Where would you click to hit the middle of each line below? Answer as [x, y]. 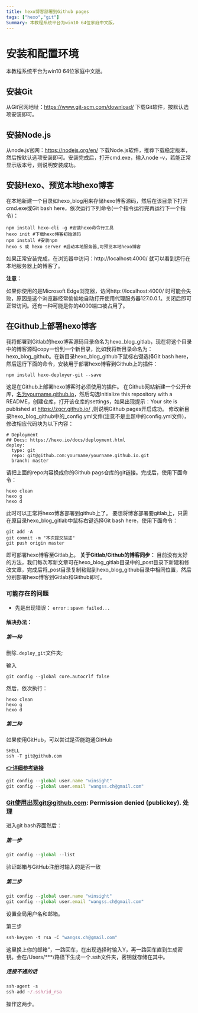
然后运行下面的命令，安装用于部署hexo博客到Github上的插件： [82, 364]
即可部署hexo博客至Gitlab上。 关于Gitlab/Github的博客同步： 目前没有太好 [97, 555]
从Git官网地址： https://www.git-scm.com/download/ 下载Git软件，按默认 [95, 107]
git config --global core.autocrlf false [58, 677]
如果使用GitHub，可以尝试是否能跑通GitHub [59, 740]
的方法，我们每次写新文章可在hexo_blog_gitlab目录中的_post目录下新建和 [95, 562]
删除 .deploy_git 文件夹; [35, 653]
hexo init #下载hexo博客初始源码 [44, 234]
